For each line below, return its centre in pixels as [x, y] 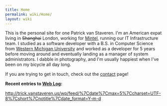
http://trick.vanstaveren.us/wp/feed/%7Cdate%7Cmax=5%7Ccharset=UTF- [83, 93]
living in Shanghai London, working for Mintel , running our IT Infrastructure [82, 38]
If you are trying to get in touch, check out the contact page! [67, 74]
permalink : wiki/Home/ [29, 14]
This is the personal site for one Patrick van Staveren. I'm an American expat [83, 33]
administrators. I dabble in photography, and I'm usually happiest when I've [82, 59]
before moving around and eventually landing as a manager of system [77, 54]
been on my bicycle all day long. [38, 64]
